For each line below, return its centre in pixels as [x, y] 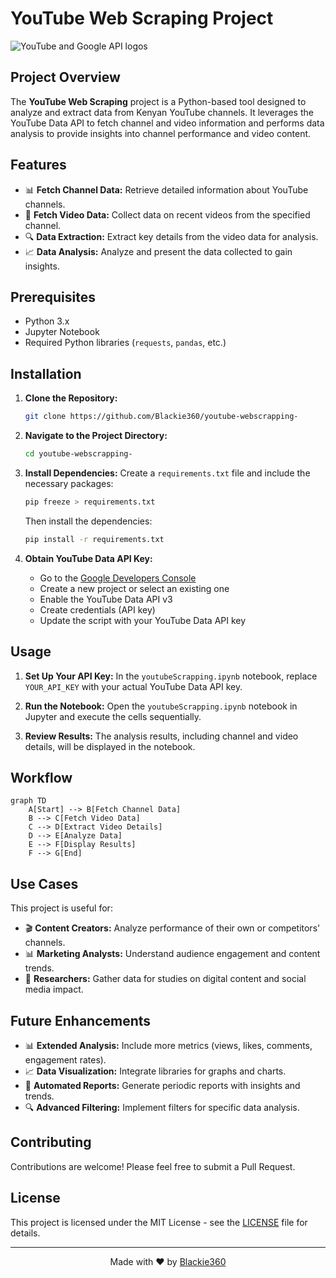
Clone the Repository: [71, 398]
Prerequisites [53, 297]
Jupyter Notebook [62, 332]
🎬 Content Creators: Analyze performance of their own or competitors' [172, 928]
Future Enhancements [81, 1020]
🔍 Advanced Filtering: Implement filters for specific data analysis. [162, 1107]
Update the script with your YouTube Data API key [143, 620]
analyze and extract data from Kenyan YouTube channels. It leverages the [162, 112]
